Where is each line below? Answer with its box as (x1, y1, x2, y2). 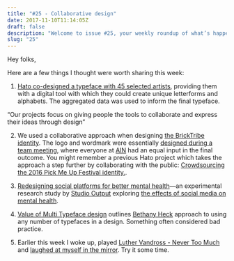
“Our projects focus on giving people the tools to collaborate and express (7, 111, 218, 119)
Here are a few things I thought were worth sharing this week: (7, 69, 185, 77)
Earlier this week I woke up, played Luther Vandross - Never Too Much (17, 238, 220, 247)
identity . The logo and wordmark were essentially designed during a (17, 139, 213, 147)
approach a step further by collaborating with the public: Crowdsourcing (17, 161, 225, 169)
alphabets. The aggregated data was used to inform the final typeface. (17, 97, 221, 105)
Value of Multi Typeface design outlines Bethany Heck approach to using (17, 210, 227, 219)
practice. (17, 225, 43, 233)
